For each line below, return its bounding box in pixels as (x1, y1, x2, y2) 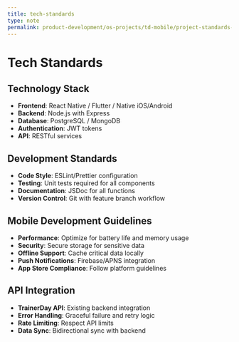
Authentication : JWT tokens (17, 124, 102, 133)
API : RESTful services (17, 132, 83, 140)
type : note (7, 17, 40, 24)
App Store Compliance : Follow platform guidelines (17, 264, 167, 272)
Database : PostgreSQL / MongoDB (17, 117, 121, 125)
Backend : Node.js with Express (17, 109, 110, 118)
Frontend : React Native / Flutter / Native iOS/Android (17, 101, 173, 110)
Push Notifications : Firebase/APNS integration (17, 256, 156, 264)
